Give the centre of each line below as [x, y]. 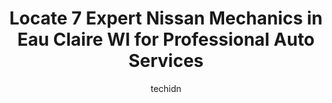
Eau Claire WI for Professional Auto [166, 39]
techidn [166, 88]
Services [166, 61]
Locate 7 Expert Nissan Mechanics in [166, 18]
